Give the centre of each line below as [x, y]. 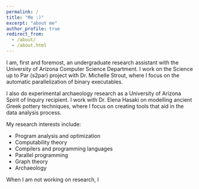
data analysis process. [34, 113]
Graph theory [31, 161]
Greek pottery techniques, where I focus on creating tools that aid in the [95, 106]
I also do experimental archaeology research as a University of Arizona [94, 93]
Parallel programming [41, 155]
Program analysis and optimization [58, 135]
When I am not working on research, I [52, 179]
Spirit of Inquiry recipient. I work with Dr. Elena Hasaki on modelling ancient [99, 99]
